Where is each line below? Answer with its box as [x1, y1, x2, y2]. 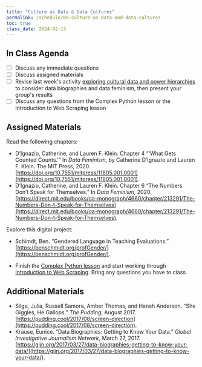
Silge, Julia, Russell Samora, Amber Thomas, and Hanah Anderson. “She [15, 302, 196, 309]
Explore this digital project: [6, 226, 73, 233]
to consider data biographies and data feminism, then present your [15, 85, 181, 92]
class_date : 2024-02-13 [6, 25, 67, 32]
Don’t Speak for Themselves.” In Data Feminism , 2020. [15, 188, 152, 196]
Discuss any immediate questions [15, 64, 99, 71]
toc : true [6, 20, 31, 26]
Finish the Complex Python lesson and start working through [15, 262, 166, 269]
